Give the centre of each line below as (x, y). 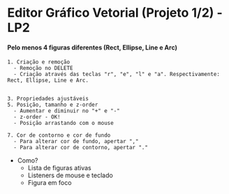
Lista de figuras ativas (60, 168)
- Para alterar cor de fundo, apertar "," (76, 142)
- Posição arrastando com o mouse (64, 124)
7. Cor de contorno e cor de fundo (59, 135)
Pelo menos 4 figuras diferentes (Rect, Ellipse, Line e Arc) (93, 47)
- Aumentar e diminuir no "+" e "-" (67, 111)
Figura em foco (50, 183)
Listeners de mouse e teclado (70, 175)
